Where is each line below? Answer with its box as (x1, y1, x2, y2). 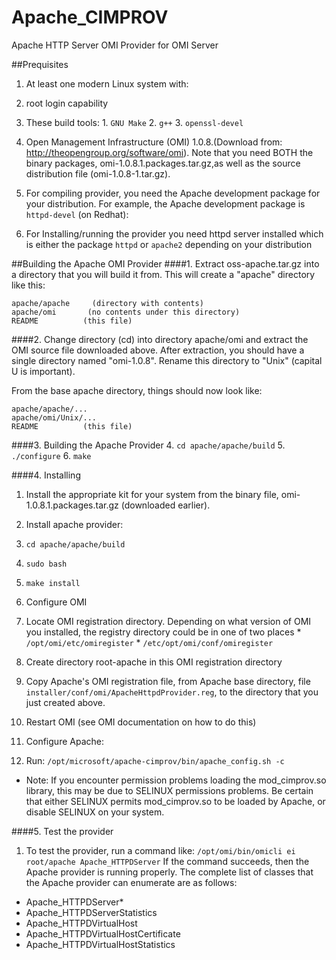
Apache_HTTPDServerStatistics (25, 906, 158, 918)
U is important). (11, 365, 76, 377)
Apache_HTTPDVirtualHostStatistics (25, 938, 176, 950)
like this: (11, 279, 46, 291)
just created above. (25, 696, 106, 708)
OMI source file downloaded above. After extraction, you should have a (11, 344, 305, 356)
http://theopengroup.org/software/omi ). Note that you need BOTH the (25, 146, 314, 158)
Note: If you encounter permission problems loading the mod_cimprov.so (25, 774, 327, 786)
